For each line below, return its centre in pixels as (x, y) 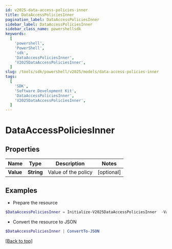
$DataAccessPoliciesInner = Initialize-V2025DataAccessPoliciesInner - (84, 212)
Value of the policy (70, 172)
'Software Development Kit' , (46, 91)
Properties (23, 149)
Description (70, 164)
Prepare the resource (35, 202)
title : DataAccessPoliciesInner (40, 15)
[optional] (109, 172)
